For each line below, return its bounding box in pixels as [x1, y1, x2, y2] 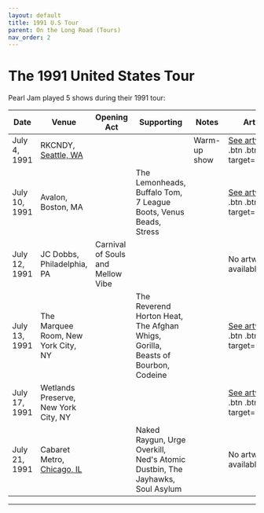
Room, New [40, 331, 83, 342]
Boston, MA [40, 202, 84, 213]
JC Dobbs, [40, 249, 80, 260]
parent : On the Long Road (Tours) [8, 26, 122, 34]
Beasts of [135, 350, 171, 361]
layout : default [8, 11, 61, 20]
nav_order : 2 [8, 33, 51, 42]
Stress [135, 226, 159, 237]
